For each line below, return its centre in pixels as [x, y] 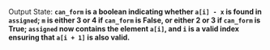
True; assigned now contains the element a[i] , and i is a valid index [124, 29]
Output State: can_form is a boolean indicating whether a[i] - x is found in [135, 12]
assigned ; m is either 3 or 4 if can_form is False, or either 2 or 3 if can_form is [135, 20]
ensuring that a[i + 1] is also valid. [69, 37]
